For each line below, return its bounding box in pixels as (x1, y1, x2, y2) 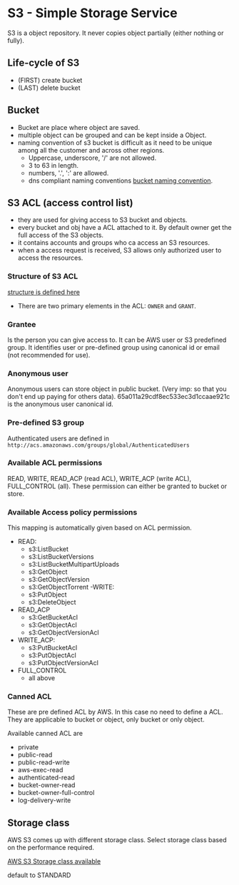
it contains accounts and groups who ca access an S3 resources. (17, 238, 210, 247)
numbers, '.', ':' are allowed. (28, 168, 109, 177)
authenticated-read (17, 773, 75, 782)
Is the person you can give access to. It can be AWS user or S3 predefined (7, 335, 227, 344)
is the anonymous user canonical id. (7, 400, 114, 408)
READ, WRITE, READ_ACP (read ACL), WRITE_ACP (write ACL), (7, 474, 192, 482)
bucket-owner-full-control (17, 789, 95, 797)
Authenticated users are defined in (7, 434, 109, 442)
